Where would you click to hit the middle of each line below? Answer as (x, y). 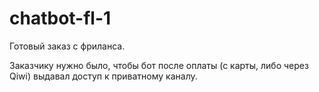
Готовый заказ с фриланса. (67, 46)
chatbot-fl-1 (60, 18)
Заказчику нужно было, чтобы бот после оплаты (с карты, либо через (159, 65)
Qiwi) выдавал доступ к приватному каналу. (103, 76)
